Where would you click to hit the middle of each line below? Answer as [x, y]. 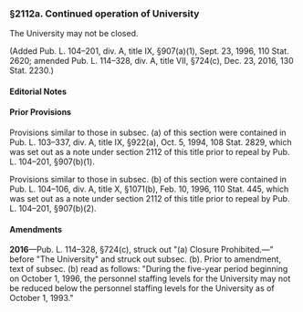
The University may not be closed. [74, 34]
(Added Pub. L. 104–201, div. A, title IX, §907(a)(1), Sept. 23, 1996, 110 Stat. [149, 51]
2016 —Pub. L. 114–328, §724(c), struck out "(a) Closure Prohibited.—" [141, 250]
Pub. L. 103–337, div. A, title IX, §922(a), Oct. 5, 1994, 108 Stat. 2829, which [151, 142]
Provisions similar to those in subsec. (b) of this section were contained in [148, 180]
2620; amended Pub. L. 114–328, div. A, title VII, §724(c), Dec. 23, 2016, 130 [151, 61]
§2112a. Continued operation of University [104, 14]
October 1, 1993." [42, 298]
